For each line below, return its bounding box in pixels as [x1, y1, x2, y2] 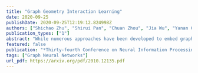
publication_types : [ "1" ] [6, 31, 70, 36]
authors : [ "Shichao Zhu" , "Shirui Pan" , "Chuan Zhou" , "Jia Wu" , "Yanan [6, 25, 189, 31]
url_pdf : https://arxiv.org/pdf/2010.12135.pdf [6, 58, 126, 64]
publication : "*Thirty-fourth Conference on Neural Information [6, 47, 167, 53]
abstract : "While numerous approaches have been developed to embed [6, 36, 178, 42]
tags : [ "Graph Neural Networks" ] [6, 52, 88, 58]
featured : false [6, 42, 46, 48]
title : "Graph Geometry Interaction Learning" [6, 8, 123, 15]
